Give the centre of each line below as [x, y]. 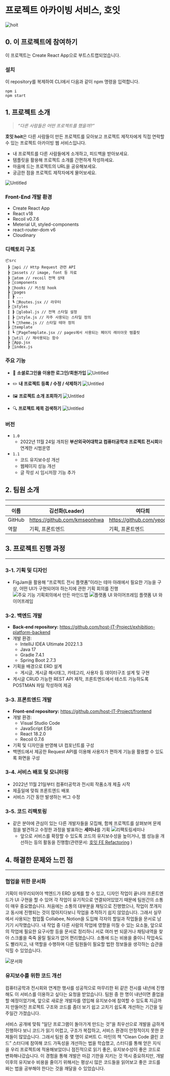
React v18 [23, 214]
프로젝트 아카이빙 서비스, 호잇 [63, 10]
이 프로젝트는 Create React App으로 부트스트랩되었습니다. [63, 55]
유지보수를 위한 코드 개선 [33, 976]
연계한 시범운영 [35, 448]
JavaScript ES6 [36, 728]
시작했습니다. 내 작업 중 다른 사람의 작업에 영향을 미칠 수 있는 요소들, [82, 925]
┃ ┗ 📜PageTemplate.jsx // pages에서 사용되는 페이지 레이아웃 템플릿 [74, 333]
